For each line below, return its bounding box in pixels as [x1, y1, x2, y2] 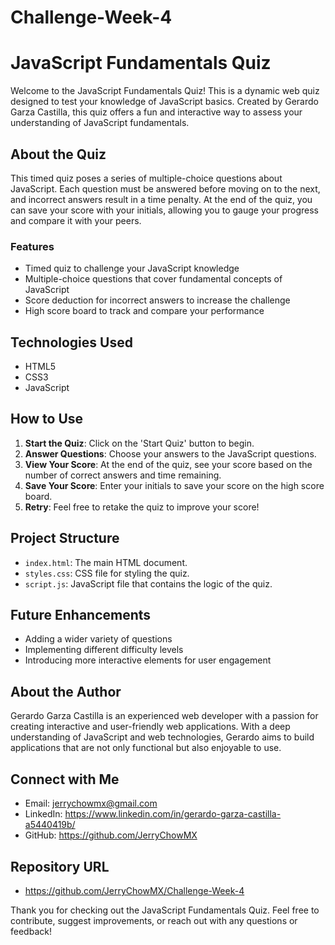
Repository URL [10, 858, 110, 875]
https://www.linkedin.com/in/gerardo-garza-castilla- [64, 808, 282, 820]
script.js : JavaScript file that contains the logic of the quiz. [24, 577, 273, 590]
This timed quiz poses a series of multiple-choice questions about [10, 172, 283, 184]
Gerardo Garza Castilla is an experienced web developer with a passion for [10, 710, 319, 722]
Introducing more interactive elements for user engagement [24, 654, 272, 666]
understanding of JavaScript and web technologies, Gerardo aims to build [10, 731, 315, 743]
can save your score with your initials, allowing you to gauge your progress [10, 204, 319, 216]
